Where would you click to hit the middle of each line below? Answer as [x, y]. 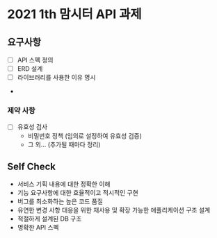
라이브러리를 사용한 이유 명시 [56, 78]
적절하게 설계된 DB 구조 [49, 219]
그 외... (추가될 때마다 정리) [64, 144]
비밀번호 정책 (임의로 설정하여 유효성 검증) [85, 135]
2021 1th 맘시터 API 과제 [74, 14]
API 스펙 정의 [35, 60]
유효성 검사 [32, 127]
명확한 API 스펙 [38, 228]
